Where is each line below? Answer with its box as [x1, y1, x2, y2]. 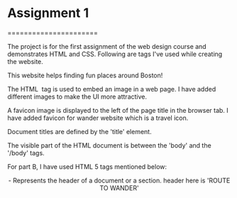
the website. [7, 57, 44, 65]
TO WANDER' [99, 183, 140, 192]
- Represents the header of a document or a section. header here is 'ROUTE [8, 176, 231, 185]
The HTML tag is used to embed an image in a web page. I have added [7, 84, 216, 93]
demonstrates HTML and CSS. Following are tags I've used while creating [7, 50, 223, 58]
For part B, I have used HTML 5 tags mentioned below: [7, 162, 167, 171]
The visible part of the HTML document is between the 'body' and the [7, 141, 211, 150]
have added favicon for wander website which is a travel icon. [7, 114, 189, 122]
